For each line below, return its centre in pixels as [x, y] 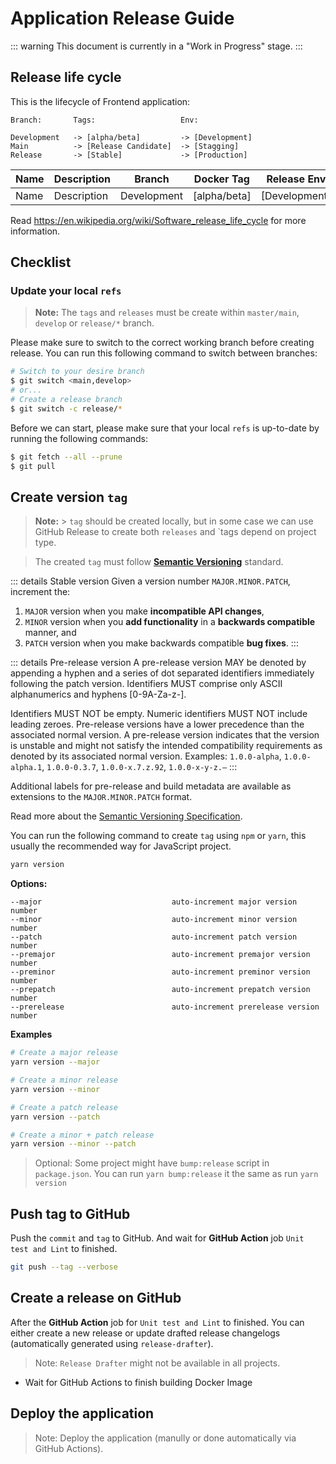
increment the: [40, 592]
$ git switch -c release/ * [66, 408]
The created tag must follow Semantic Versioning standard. [159, 562]
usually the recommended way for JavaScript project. [121, 846]
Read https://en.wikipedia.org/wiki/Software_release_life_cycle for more [158, 220]
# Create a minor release [64, 1080]
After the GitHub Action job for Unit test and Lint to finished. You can [157, 1322]
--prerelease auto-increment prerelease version [165, 1007]
